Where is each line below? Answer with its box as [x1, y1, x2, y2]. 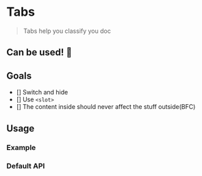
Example [6, 143, 36, 153]
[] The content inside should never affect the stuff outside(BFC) [16, 103, 196, 111]
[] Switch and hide [16, 88, 68, 97]
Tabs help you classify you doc [23, 27, 111, 35]
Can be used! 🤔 [6, 47, 73, 58]
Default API [6, 162, 45, 171]
